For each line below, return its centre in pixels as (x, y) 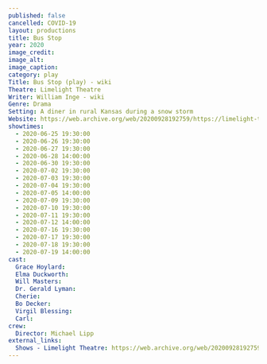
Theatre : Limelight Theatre (55, 89)
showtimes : (26, 126)
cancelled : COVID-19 (43, 23)
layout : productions (43, 30)
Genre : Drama (30, 104)
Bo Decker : (33, 304)
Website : (23, 119)
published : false (37, 15)
